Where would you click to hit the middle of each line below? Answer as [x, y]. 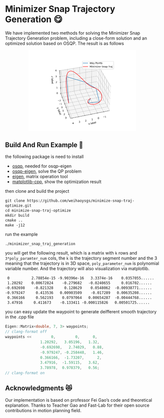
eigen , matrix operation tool [40, 177]
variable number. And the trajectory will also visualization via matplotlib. [77, 269]
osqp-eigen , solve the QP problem [47, 171]
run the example [22, 234]
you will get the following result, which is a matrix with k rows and [71, 253]
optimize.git [18, 206]
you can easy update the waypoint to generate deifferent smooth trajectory [81, 312]
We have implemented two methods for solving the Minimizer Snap [73, 33]
